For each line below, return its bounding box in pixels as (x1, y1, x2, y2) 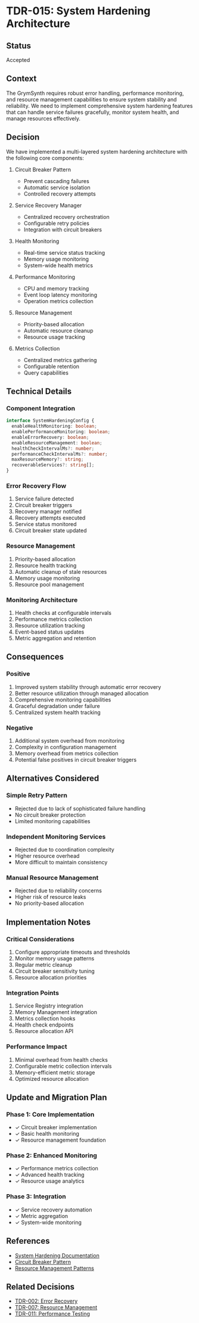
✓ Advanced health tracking (14, 1171, 85, 1179)
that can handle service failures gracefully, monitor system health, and (6, 109, 179, 116)
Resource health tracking (14, 562, 77, 569)
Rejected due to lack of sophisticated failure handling (14, 805, 146, 812)
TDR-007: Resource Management (14, 1304, 98, 1311)
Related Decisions (6, 1281, 75, 1292)
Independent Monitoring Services (6, 832, 106, 840)
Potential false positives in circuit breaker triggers (14, 756, 137, 763)
